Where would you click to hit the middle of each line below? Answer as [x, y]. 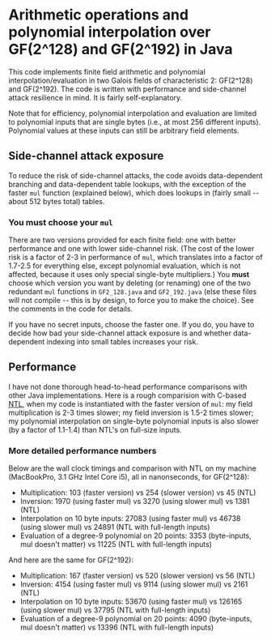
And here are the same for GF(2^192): [71, 560]
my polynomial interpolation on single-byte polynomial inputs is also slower [133, 421]
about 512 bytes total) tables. [57, 201]
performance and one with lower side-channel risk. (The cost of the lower [131, 249]
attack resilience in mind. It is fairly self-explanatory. [95, 97]
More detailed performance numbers [83, 450]
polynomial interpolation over [110, 32]
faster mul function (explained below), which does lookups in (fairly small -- [134, 193]
